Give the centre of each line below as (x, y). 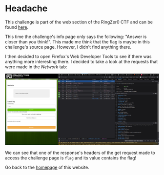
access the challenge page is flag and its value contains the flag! (71, 158)
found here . (17, 27)
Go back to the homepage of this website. (47, 167)
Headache (26, 9)
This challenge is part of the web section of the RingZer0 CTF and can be (79, 22)
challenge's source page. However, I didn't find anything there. (68, 47)
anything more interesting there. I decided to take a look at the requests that (82, 61)
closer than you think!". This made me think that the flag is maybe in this (78, 41)
